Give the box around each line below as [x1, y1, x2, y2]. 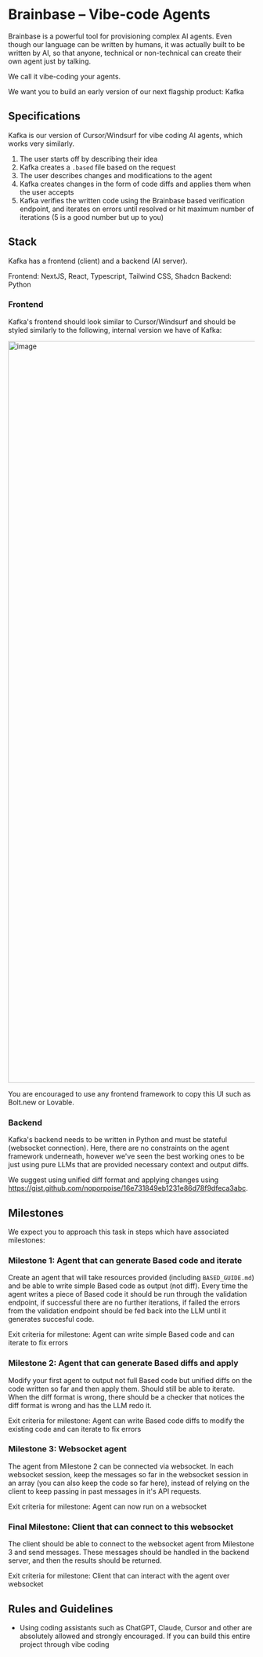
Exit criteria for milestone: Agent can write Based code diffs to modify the [8, 1415, 245, 1425]
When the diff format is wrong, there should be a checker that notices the [8, 1392, 245, 1402]
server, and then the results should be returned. [8, 1556, 162, 1565]
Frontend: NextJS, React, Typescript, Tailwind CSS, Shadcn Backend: [8, 271, 232, 280]
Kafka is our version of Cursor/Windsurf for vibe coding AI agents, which [8, 130, 243, 140]
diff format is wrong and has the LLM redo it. [8, 1400, 153, 1410]
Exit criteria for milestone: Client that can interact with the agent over [8, 1571, 230, 1581]
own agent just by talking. [8, 57, 92, 66]
